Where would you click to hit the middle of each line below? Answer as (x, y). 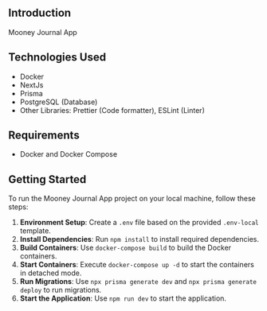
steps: (18, 207)
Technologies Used (57, 58)
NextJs (31, 85)
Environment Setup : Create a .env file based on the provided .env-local (139, 223)
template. (35, 231)
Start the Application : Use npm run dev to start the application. (123, 298)
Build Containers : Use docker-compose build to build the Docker (126, 248)
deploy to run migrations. (61, 290)
